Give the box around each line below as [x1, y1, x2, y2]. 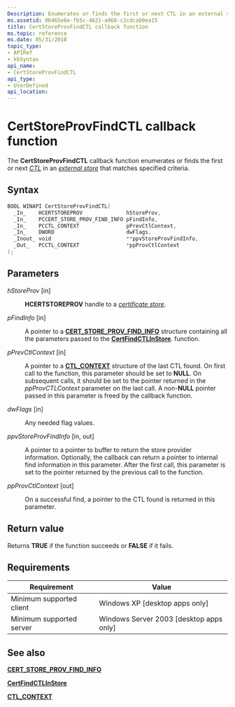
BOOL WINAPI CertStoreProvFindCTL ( [7, 202, 111, 210]
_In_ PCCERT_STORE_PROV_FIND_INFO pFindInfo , [13, 216, 158, 223]
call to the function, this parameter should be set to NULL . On [24, 369, 201, 377]
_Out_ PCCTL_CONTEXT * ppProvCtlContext [13, 242, 180, 249]
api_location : [7, 88, 49, 95]
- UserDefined [7, 82, 49, 89]
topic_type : [7, 43, 42, 50]
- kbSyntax [7, 56, 39, 63]
